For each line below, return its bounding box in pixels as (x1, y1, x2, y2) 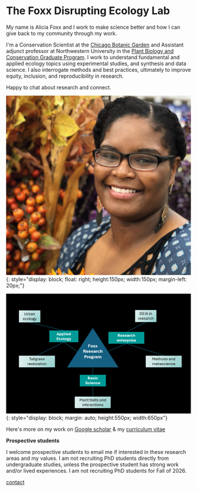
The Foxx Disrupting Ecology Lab (6, 4, 170, 18)
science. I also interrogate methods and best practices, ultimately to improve (6, 66, 192, 73)
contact (6, 478, 25, 486)
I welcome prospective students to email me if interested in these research (6, 448, 186, 455)
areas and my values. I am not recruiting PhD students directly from (6, 455, 169, 462)
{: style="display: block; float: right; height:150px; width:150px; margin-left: (6, 275, 187, 283)
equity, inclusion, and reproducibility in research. (6, 72, 124, 79)
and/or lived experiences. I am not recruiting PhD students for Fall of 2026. (6, 467, 187, 474)
